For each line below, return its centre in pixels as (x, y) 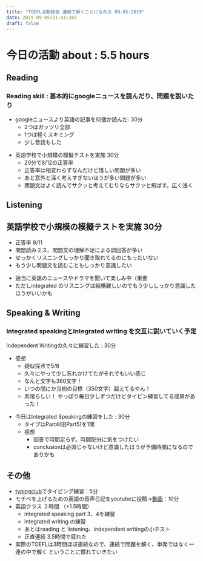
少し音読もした (43, 142)
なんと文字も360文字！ (53, 381)
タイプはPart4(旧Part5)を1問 (59, 424)
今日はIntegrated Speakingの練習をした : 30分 (72, 417)
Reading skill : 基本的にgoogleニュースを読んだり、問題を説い (97, 96)
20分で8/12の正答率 (49, 163)
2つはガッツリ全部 (47, 127)
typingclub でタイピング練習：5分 (56, 491)
